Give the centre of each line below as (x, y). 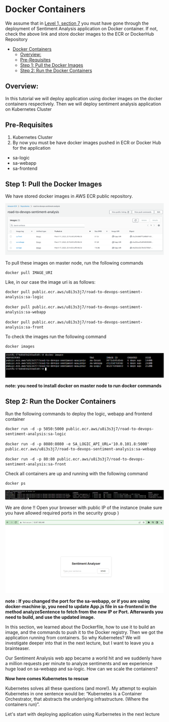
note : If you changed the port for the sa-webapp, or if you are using (77, 601)
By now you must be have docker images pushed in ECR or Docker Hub (87, 143)
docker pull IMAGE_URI (29, 273)
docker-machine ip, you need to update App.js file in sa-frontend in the (81, 606)
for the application (31, 148)
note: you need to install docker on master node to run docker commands (83, 385)
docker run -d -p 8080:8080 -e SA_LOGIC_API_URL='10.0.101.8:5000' (77, 444)
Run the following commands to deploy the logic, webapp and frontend (79, 414)
